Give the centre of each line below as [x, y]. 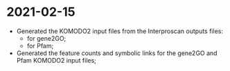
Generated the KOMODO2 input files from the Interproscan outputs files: [120, 31]
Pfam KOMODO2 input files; [56, 60]
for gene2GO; [46, 38]
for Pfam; [40, 45]
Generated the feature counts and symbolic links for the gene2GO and [117, 53]
